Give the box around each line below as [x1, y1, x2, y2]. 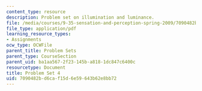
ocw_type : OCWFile [6, 43, 52, 48]
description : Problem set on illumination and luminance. [6, 14, 155, 20]
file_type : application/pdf [6, 25, 77, 32]
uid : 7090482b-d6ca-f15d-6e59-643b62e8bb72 [6, 75, 117, 81]
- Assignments [6, 37, 42, 43]
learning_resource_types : [6, 31, 71, 37]
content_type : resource [6, 8, 66, 15]
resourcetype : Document [6, 64, 66, 71]
